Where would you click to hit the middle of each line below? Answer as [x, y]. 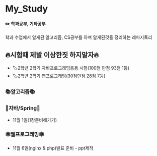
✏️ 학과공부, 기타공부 [26, 24]
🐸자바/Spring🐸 [23, 108]
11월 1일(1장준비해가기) [34, 120]
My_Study [27, 9]
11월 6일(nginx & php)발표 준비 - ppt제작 [53, 148]
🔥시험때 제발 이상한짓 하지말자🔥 [52, 55]
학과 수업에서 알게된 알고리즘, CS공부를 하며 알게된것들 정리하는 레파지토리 [79, 37]
